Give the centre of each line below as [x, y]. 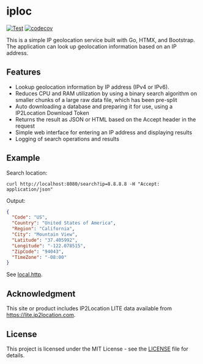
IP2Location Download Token [52, 113]
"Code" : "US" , [30, 217]
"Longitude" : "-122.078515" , [49, 246]
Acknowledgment [41, 293]
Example [23, 158]
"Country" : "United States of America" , [64, 223]
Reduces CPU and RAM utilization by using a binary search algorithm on [106, 93]
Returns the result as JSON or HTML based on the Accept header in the [105, 119]
